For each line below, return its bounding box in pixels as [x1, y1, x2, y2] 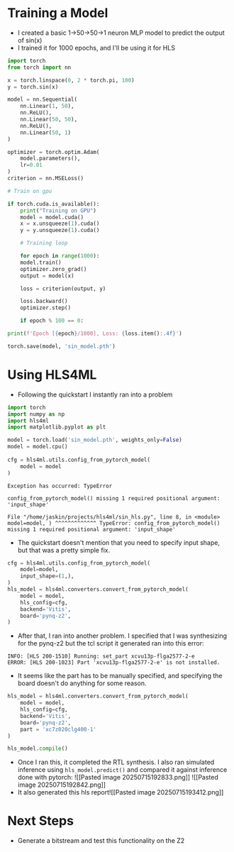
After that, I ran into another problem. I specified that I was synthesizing [17, 631, 228, 640]
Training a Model [7, 5, 108, 21]
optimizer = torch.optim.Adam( [7, 148, 100, 155]
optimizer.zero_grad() [20, 265, 87, 272]
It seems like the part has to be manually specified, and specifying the [17, 672, 223, 680]
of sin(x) [17, 35, 43, 44]
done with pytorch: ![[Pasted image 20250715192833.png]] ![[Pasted [17, 773, 218, 782]
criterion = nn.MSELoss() [7, 175, 84, 182]
